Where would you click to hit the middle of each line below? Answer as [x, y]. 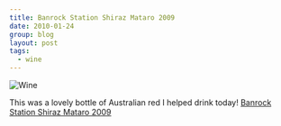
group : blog [32, 34]
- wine [30, 59]
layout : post [34, 43]
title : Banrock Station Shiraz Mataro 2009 [92, 18]
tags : [19, 51]
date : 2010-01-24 [42, 26]
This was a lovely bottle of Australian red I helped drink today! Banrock [140, 103]
